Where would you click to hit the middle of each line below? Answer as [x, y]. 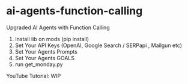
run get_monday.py [39, 64]
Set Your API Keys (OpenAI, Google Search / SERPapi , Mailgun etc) [98, 45]
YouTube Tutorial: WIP [34, 76]
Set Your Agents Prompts [46, 51]
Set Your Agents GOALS [45, 58]
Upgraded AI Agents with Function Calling [58, 27]
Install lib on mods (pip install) [52, 39]
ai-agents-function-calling [74, 11]
